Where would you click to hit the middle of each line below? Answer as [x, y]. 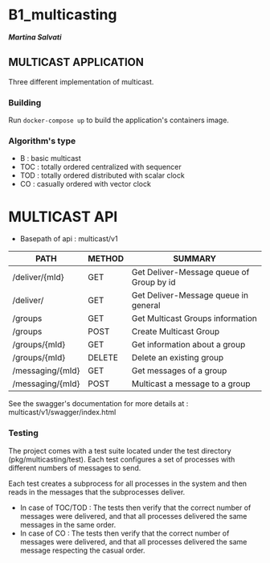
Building [25, 102]
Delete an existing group [178, 358]
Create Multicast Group [176, 331]
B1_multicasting [63, 15]
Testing [23, 434]
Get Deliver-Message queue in [190, 295]
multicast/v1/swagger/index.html [62, 413]
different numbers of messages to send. [75, 467]
